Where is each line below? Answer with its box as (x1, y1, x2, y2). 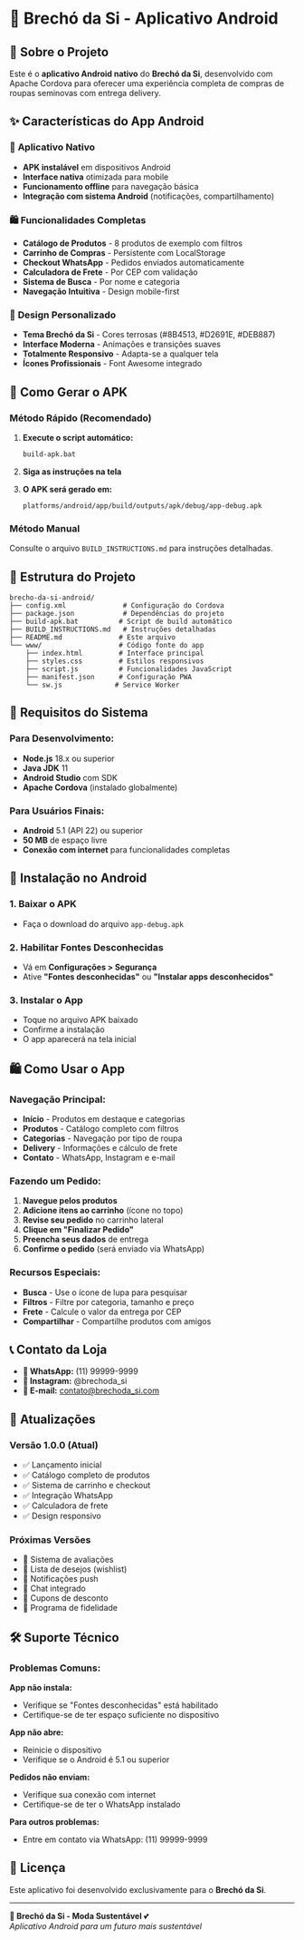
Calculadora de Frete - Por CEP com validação (22, 267, 198, 278)
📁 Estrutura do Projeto (9, 569, 136, 584)
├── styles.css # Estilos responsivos (25, 657, 204, 666)
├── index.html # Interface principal (25, 648, 204, 658)
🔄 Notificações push (22, 1574, 99, 1584)
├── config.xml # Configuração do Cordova (9, 600, 224, 610)
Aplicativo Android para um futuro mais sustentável (9, 1920, 202, 1931)
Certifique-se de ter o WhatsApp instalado (22, 1799, 181, 1809)
